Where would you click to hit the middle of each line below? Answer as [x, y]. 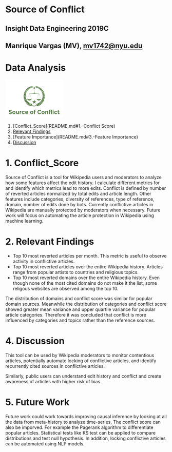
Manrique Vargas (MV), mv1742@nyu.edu [74, 45]
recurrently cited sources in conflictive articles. [55, 366]
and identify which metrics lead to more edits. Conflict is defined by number [86, 188]
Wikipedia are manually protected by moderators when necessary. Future [83, 210]
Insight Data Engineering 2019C [57, 28]
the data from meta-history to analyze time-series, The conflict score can [83, 422]
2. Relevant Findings [50, 242]
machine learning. [24, 221]
